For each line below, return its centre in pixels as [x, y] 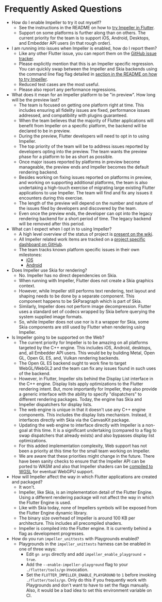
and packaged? [27, 482]
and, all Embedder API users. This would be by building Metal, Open [87, 353]
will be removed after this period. [52, 224]
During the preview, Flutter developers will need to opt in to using [84, 136]
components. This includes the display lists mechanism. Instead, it [85, 414]
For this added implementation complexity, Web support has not [83, 446]
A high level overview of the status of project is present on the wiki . [86, 234]
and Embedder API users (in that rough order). [65, 43]
